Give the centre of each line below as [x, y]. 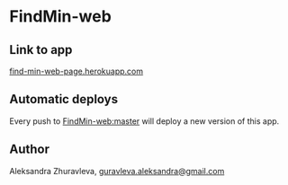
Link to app [41, 50]
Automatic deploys [64, 99]
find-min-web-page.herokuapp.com [76, 71]
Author [29, 150]
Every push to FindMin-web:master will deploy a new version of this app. [144, 121]
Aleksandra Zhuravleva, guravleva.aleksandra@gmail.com [117, 171]
